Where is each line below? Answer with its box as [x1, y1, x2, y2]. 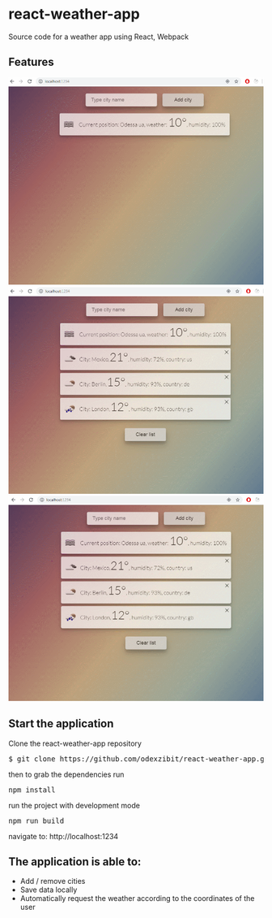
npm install [8, 785, 56, 795]
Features [8, 55, 54, 69]
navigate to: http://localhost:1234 [8, 831, 119, 841]
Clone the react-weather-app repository [8, 738, 142, 748]
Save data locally [19, 885, 78, 894]
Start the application [8, 717, 114, 731]
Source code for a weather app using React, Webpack [8, 32, 189, 41]
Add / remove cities [19, 877, 86, 886]
